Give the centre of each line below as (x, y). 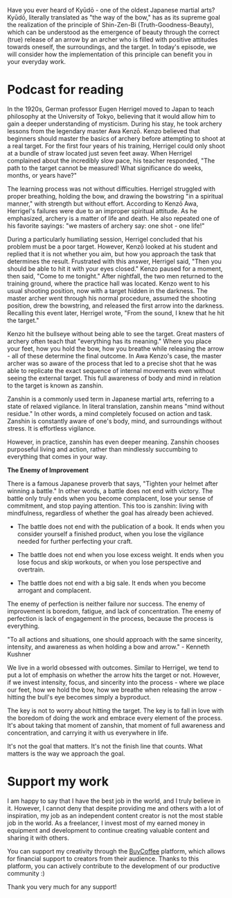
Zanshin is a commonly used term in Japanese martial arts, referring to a (111, 399)
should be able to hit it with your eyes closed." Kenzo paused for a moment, (115, 268)
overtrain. (31, 569)
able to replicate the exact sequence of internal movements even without (111, 370)
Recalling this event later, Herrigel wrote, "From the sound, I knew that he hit (116, 313)
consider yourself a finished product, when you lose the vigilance (110, 533)
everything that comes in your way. (57, 456)
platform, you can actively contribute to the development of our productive (114, 866)
